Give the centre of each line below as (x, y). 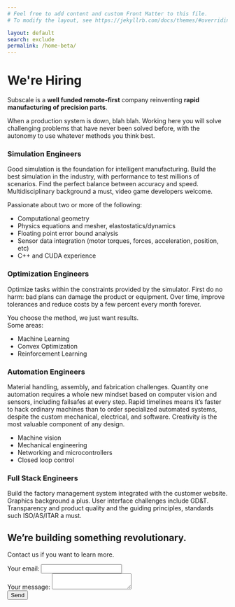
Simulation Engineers (44, 153)
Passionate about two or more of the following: (74, 205)
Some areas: (26, 325)
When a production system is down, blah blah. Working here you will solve (114, 121)
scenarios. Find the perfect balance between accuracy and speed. (103, 184)
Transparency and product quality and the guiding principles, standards (111, 508)
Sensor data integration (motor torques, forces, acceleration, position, (118, 241)
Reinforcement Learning (52, 354)
